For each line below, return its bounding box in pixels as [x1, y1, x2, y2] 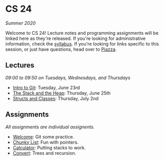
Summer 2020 [5, 20, 36, 26]
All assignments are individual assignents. [5, 124, 95, 130]
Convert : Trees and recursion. [12, 150, 77, 156]
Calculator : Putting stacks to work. [12, 144, 86, 151]
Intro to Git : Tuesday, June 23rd [12, 84, 80, 90]
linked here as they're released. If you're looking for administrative [5, 35, 146, 41]
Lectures [5, 61, 34, 70]
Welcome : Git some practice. [12, 133, 75, 140]
